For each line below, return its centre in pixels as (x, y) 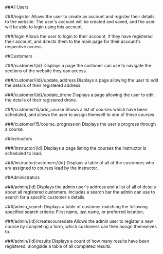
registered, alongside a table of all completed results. (58, 246)
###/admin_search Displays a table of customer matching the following (76, 206)
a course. (15, 129)
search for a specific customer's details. (45, 197)
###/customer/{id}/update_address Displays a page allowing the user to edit (82, 80)
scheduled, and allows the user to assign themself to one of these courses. (80, 115)
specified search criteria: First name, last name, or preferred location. (75, 212)
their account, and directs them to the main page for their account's (73, 41)
